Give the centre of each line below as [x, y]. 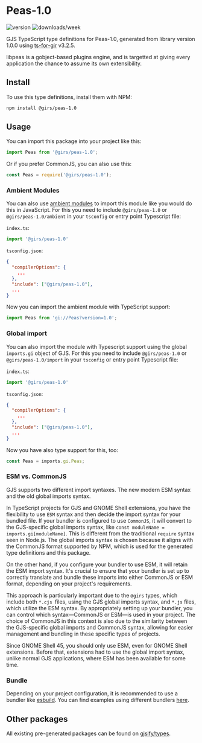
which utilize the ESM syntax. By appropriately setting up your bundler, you [99, 608]
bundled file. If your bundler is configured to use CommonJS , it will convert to [99, 520]
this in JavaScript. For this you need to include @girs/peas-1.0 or [87, 210]
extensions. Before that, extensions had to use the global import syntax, [96, 652]
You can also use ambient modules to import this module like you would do [99, 203]
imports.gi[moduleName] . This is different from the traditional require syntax [100, 533]
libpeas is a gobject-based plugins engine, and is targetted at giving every [98, 57]
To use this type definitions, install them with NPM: [69, 97]
